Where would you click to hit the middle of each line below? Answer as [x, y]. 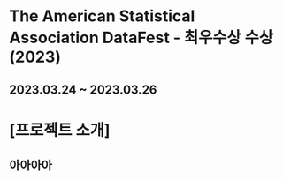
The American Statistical [102, 16]
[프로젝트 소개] [60, 130]
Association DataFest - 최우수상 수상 [141, 38]
